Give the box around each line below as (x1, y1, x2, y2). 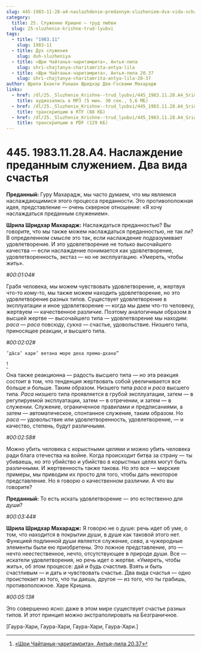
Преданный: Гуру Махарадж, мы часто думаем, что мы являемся (6, 191, 176, 198)
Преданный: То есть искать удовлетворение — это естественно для (6, 495, 183, 502)
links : (6, 87, 23, 93)
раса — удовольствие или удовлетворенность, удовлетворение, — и (6, 416, 184, 423)
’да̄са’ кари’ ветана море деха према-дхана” (6, 350, 119, 356)
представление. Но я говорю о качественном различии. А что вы (6, 477, 174, 484)
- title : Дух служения (11, 48, 68, 54)
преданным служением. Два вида (6, 158, 188, 172)
